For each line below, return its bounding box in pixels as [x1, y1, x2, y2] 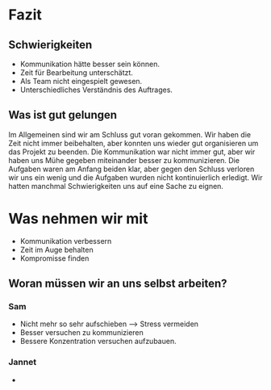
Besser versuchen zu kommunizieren [19, 328, 144, 338]
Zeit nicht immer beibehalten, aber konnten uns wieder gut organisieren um [8, 138, 259, 148]
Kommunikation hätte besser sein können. [19, 59, 160, 69]
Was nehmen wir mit [8, 210, 148, 228]
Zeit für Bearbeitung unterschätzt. [19, 68, 133, 78]
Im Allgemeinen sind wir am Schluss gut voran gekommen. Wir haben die [8, 129, 252, 139]
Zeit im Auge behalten [19, 245, 94, 254]
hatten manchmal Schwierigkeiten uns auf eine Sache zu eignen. [8, 181, 224, 191]
